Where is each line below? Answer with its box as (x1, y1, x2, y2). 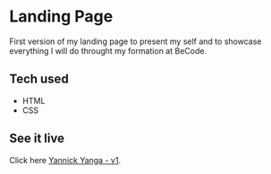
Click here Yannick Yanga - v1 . (9, 154, 122, 165)
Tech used (9, 72, 69, 87)
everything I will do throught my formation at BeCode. (9, 45, 207, 56)
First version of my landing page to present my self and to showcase (9, 36, 262, 47)
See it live (9, 131, 65, 146)
